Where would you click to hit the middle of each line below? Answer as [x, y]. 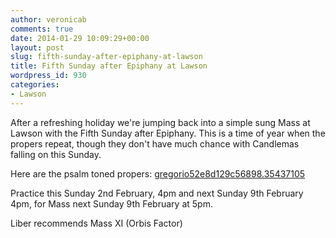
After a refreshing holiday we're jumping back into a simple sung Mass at [160, 122]
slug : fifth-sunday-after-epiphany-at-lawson [106, 57]
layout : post [37, 47]
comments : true [42, 29]
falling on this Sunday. [56, 154]
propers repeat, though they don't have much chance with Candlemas [155, 143]
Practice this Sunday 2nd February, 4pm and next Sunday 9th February [157, 193]
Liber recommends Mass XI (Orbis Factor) [96, 223]
